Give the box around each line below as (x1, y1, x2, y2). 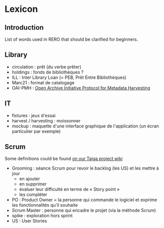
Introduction (4, 23, 44, 32)
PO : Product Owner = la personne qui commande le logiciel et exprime (11, 197, 157, 203)
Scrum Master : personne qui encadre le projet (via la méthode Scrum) (11, 207, 157, 214)
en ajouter (19, 176, 40, 182)
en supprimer (19, 181, 47, 187)
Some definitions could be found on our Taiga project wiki (4, 156, 123, 162)
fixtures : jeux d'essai (11, 113, 55, 118)
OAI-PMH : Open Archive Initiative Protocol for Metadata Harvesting (11, 85, 151, 91)
